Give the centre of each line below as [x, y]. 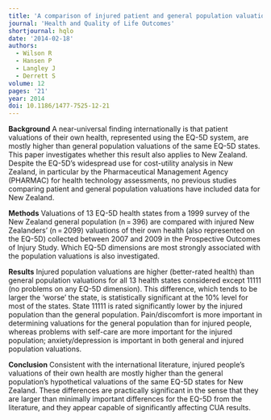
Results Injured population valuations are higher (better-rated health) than [131, 272]
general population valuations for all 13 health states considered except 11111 [135, 280]
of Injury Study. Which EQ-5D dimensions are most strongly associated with [134, 248]
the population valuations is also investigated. [84, 256]
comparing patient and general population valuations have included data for [134, 189]
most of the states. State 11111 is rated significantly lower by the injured [126, 306]
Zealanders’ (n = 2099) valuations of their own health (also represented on [132, 230]
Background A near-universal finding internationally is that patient [118, 129]
